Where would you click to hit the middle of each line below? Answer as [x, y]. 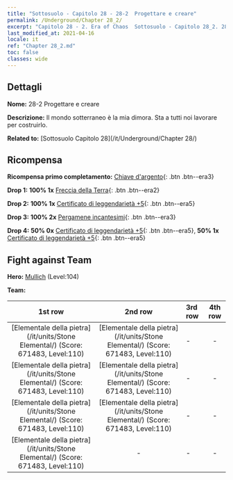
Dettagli [25, 87]
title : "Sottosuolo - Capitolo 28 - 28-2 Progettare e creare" [102, 14]
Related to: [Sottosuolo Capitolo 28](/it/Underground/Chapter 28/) [102, 138]
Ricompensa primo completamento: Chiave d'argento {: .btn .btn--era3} [111, 177]
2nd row [139, 312]
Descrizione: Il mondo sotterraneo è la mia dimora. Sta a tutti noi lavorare [112, 117]
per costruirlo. [27, 125]
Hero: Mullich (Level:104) [43, 277]
